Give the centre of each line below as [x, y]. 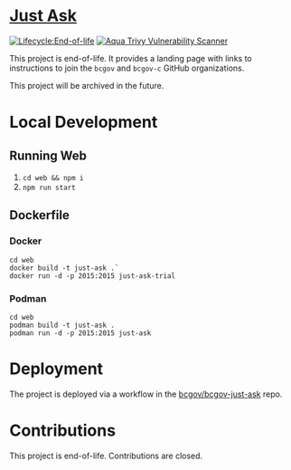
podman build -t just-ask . [62, 325]
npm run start [49, 187]
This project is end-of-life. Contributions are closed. [106, 456]
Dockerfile [40, 215]
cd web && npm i [53, 177]
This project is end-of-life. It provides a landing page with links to [131, 58]
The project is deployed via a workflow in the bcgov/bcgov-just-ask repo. [146, 394]
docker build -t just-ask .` [64, 268]
